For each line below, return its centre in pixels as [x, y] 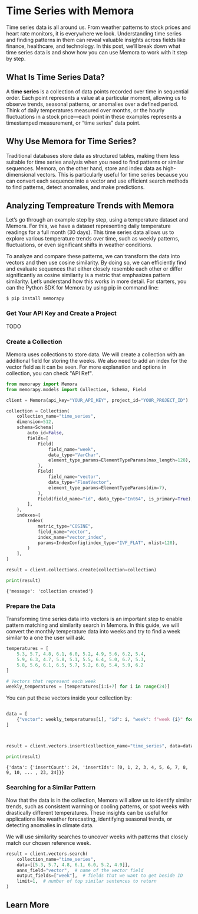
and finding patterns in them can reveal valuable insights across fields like [96, 40]
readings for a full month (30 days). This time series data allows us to [90, 232]
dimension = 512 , [35, 422]
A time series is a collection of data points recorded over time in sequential [97, 91]
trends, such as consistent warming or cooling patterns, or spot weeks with [98, 806]
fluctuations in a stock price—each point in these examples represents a [94, 116]
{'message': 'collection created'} [50, 591]
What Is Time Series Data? [55, 77]
